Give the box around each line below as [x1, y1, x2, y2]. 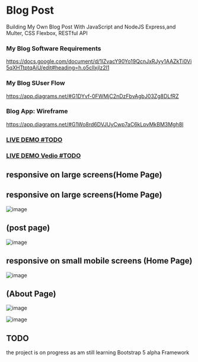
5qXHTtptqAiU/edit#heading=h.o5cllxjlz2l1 [6, 64, 110, 71]
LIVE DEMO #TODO [6, 135, 63, 144]
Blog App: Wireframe [6, 107, 68, 116]
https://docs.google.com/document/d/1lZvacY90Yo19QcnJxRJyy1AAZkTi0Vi [6, 58, 192, 65]
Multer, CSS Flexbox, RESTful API [6, 29, 88, 36]
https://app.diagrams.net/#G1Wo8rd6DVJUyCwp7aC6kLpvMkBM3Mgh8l [6, 120, 184, 128]
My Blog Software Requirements [6, 44, 101, 52]
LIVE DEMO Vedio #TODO [6, 151, 81, 160]
